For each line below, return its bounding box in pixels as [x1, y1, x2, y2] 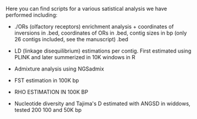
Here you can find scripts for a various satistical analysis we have [5, 5, 167, 12]
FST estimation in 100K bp [14, 77, 79, 84]
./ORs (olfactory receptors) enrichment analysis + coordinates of [14, 23, 174, 30]
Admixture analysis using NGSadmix [14, 65, 104, 72]
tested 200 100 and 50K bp [14, 106, 82, 113]
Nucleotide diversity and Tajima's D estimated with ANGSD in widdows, [14, 100, 191, 107]
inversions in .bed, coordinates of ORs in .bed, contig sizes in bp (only [14, 29, 187, 36]
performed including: [5, 11, 57, 19]
